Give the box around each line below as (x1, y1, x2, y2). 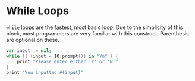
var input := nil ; (6, 47, 52, 54)
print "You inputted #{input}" (6, 70, 84, 76)
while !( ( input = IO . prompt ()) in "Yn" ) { (6, 53, 118, 59)
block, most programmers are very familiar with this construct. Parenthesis (6, 30, 189, 37)
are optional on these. (6, 36, 60, 43)
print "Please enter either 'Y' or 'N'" (17, 59, 118, 64)
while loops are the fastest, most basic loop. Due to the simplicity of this (6, 24, 183, 31)
